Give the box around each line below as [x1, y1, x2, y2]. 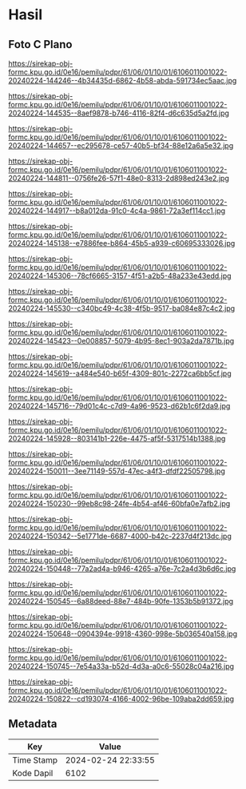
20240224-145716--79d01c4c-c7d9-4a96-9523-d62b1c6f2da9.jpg [8, 401, 231, 410]
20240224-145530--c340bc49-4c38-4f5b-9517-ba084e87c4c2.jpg [8, 304, 236, 313]
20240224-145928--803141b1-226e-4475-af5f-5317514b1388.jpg [8, 434, 226, 443]
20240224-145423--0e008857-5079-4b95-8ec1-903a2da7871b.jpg [8, 336, 235, 345]
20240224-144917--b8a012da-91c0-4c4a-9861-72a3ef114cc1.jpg [8, 206, 226, 215]
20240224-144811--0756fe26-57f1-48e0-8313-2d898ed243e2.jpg [8, 174, 229, 183]
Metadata [8, 717, 58, 731]
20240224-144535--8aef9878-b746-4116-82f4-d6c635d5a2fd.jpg [8, 108, 230, 118]
